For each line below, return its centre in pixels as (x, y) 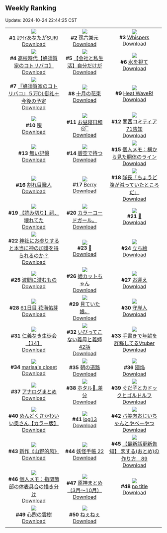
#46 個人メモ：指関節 (34, 479)
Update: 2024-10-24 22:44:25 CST (41, 20)
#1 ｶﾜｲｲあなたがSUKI (34, 38)
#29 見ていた (84, 304)
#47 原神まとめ (84, 483)
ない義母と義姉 (84, 339)
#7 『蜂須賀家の (29, 86)
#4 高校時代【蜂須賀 (34, 58)
